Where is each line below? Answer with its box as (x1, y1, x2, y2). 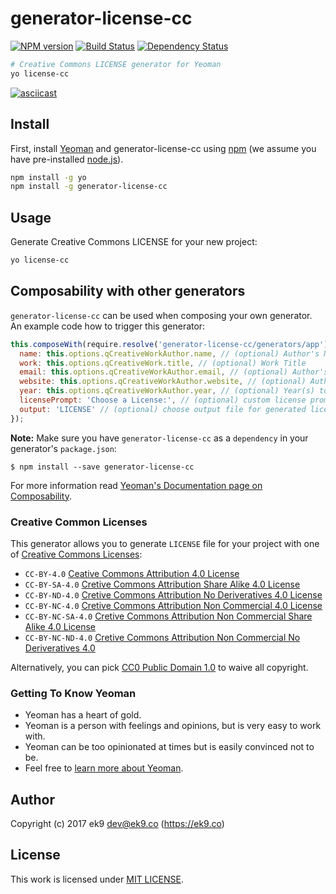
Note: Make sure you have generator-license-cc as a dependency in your (10, 432, 309, 444)
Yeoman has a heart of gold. (24, 709, 142, 721)
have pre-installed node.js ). (10, 153, 124, 165)
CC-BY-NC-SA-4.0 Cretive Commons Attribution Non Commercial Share (24, 610, 313, 622)
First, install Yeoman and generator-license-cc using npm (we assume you (10, 142, 317, 154)
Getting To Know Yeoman (10, 686, 137, 700)
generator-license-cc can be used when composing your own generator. (10, 309, 313, 321)
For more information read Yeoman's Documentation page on (10, 479, 263, 491)
